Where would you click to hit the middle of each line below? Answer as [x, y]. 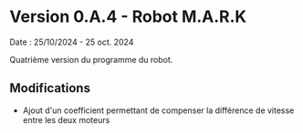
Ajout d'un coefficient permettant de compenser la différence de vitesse [158, 110]
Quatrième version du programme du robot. [91, 59]
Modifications [50, 88]
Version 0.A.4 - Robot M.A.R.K [128, 17]
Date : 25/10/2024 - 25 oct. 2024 [72, 42]
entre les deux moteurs [66, 119]
